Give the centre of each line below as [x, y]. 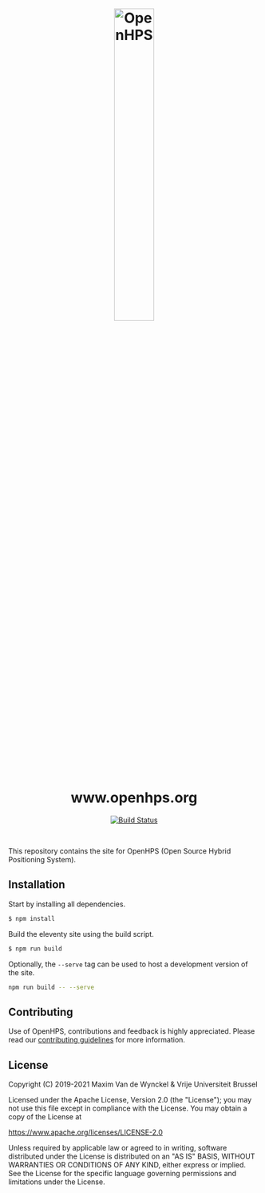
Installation [37, 885]
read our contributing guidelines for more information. [97, 1040]
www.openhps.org [134, 798]
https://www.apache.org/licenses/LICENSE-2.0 [86, 1132]
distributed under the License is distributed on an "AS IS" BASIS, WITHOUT [132, 1156]
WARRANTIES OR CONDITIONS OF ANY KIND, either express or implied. [127, 1165]
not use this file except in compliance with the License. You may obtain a [128, 1108]
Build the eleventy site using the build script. [81, 934]
